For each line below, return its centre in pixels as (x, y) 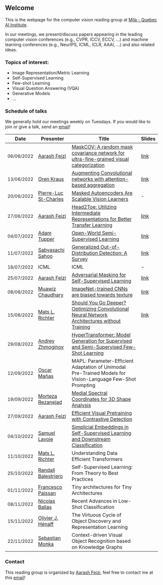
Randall (47, 470)
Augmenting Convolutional (102, 173)
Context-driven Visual (97, 535)
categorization (88, 165)
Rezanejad (50, 402)
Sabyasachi (51, 250)
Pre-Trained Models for (99, 373)
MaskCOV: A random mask (102, 147)
